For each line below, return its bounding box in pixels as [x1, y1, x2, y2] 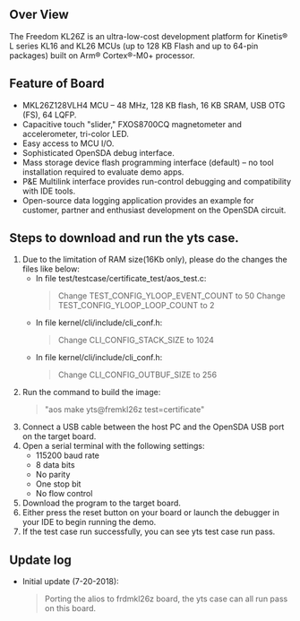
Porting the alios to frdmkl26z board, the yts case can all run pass [44, 593, 288, 604]
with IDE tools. [21, 185, 76, 196]
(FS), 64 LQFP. [21, 109, 77, 120]
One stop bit [35, 479, 81, 489]
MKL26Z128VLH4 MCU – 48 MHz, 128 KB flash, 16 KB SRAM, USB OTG [21, 99, 286, 110]
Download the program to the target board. [21, 497, 182, 509]
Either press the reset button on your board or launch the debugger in [21, 507, 279, 518]
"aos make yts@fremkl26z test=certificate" [44, 404, 205, 415]
